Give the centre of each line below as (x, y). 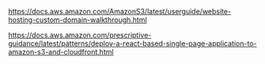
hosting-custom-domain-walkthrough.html (78, 20)
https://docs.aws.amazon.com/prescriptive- (80, 35)
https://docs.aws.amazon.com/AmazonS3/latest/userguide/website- (120, 11)
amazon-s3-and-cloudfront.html (61, 52)
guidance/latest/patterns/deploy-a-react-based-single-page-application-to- (132, 43)
